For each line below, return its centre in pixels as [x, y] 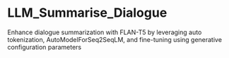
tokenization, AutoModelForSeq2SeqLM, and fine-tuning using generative [115, 39]
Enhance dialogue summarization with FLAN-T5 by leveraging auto [105, 32]
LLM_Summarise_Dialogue [87, 13]
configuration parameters [45, 47]
